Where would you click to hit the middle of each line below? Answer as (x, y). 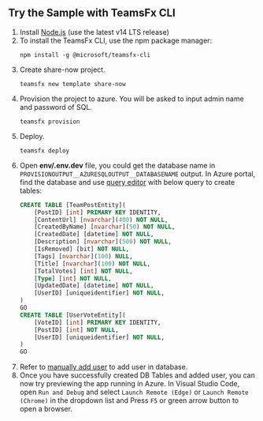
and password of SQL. (56, 107)
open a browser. (46, 409)
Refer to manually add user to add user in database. (104, 367)
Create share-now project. (62, 70)
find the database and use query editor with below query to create (127, 182)
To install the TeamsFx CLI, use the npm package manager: (116, 40)
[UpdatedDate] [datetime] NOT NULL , (94, 286)
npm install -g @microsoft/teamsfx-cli (85, 55)
